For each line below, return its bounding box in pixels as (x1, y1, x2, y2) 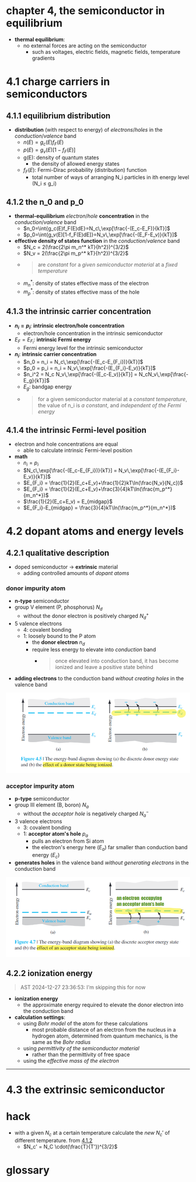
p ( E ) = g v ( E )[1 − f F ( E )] (23, 146, 76, 154)
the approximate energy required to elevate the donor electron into (23, 1001, 184, 1008)
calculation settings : (14, 1014, 66, 1021)
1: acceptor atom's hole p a (23, 830, 89, 839)
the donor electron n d (32, 639, 85, 647)
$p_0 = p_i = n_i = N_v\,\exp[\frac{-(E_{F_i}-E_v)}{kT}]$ (23, 364, 156, 371)
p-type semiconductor (14, 795, 69, 802)
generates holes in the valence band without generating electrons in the (14, 859, 190, 866)
